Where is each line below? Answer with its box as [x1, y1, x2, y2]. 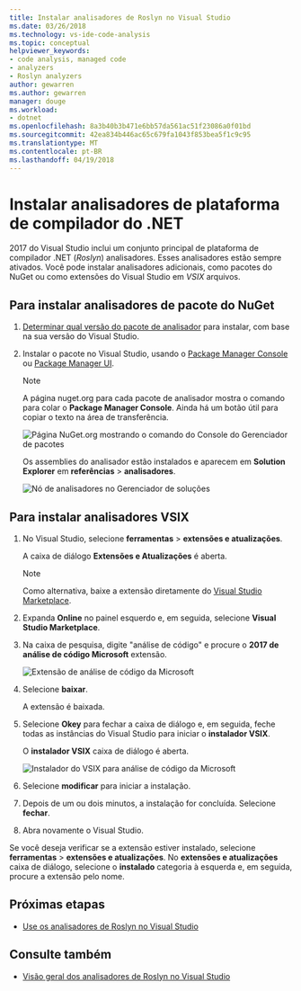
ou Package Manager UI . [22, 358, 115, 369]
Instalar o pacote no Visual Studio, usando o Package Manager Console [22, 348, 288, 360]
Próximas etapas [9, 897, 105, 913]
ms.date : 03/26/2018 [9, 22, 87, 31]
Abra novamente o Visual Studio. [22, 825, 144, 836]
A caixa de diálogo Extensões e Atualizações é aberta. [22, 550, 227, 562]
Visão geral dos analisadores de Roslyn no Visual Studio [22, 970, 231, 981]
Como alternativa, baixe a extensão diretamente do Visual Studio [22, 585, 262, 596]
